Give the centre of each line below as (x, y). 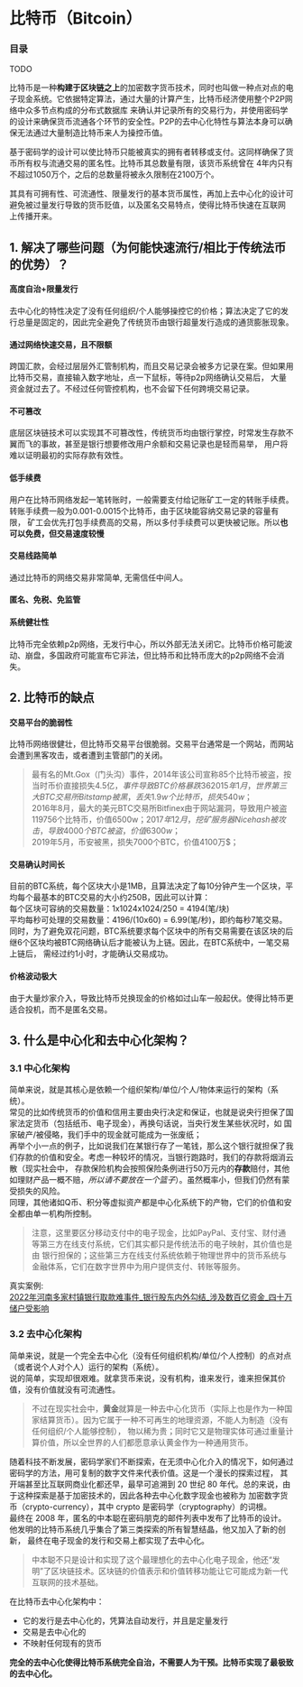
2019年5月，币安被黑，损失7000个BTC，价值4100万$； (135, 842)
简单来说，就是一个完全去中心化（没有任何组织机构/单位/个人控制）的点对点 (151, 1355)
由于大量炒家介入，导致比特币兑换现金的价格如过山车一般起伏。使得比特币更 (151, 998)
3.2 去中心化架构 (46, 1334)
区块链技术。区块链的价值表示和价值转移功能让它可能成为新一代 (170, 1571)
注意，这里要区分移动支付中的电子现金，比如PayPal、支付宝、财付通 (159, 1233)
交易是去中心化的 (54, 1632)
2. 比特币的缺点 (52, 698)
